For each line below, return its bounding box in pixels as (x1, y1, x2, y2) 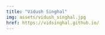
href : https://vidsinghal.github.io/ (6, 20, 100, 26)
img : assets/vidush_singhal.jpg (6, 14, 86, 20)
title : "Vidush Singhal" (6, 8, 68, 15)
